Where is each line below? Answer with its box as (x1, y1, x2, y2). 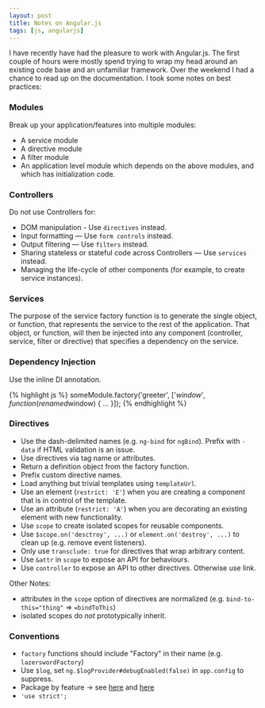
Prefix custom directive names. (20, 470, 122, 480)
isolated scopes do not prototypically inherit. (20, 610, 167, 620)
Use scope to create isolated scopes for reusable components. (20, 520, 225, 530)
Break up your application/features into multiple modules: (9, 120, 197, 130)
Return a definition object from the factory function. (20, 461, 190, 471)
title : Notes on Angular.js (9, 19, 102, 27)
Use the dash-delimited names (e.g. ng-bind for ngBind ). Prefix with (20, 436, 240, 445)
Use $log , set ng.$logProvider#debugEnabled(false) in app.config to (20, 666, 244, 675)
